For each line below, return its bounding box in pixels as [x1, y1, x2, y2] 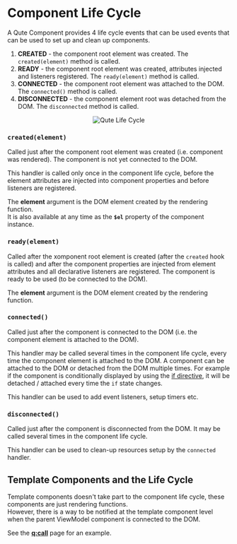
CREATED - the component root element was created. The [17, 49, 189, 58]
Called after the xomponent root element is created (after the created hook [7, 252, 225, 261]
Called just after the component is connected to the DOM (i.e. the [7, 327, 198, 336]
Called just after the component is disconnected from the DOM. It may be [7, 425, 221, 433]
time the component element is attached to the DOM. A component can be [7, 356, 225, 365]
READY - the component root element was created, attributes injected [17, 64, 223, 73]
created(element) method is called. [17, 57, 120, 65]
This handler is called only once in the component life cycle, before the [7, 169, 214, 177]
